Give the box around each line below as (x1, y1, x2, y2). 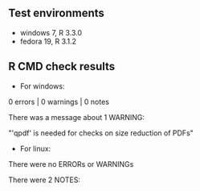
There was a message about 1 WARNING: (8, 112, 145, 122)
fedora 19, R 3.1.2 (19, 36, 77, 46)
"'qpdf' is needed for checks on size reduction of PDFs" (8, 128, 194, 138)
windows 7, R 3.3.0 (19, 27, 83, 37)
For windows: (19, 81, 65, 91)
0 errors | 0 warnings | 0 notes (8, 97, 110, 106)
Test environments (8, 6, 104, 20)
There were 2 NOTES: (8, 175, 80, 185)
